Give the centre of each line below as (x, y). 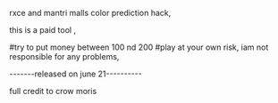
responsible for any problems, (64, 56)
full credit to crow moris (53, 91)
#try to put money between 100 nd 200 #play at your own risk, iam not (139, 47)
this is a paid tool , (43, 30)
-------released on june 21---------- (76, 74)
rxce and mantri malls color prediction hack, (90, 13)
